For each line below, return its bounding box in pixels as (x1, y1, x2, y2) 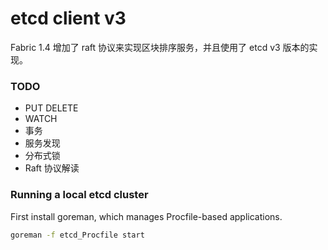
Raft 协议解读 (24, 162, 80, 174)
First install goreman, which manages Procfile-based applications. (10, 210, 283, 222)
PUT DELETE (24, 102, 79, 114)
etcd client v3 (10, 7, 127, 30)
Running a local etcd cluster (10, 188, 149, 202)
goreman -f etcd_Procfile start (10, 230, 145, 240)
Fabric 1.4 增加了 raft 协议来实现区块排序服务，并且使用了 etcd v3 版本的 (10, 41, 310, 53)
